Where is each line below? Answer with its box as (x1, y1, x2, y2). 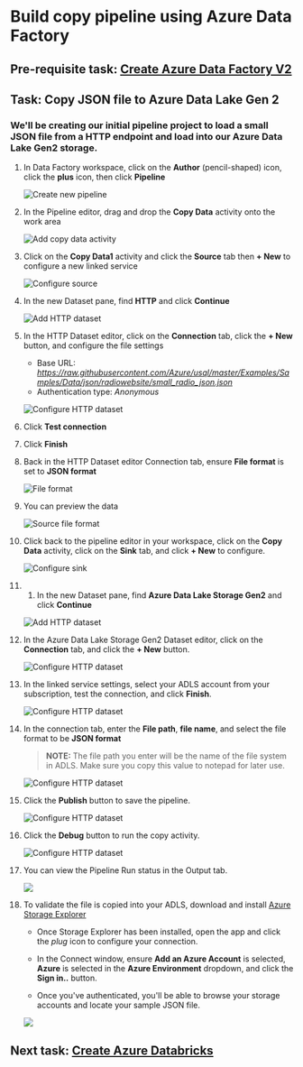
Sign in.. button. (36, 972, 97, 984)
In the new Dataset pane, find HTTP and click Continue (23, 296, 230, 307)
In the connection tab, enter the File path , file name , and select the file (23, 723, 287, 734)
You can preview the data (23, 501, 119, 511)
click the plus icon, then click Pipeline (23, 171, 166, 182)
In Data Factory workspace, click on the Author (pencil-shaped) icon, (23, 162, 282, 173)
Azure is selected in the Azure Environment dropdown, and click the (36, 963, 294, 974)
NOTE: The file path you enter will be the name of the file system (45, 750, 288, 761)
